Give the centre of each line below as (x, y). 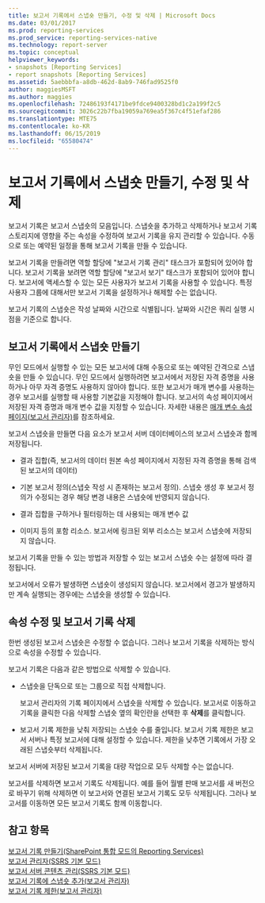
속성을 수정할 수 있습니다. (62, 652)
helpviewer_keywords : (44, 60)
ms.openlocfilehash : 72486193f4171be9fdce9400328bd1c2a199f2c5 (115, 104)
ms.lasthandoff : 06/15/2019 (55, 133)
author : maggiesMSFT (42, 89)
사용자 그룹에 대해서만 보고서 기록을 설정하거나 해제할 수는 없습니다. (113, 292)
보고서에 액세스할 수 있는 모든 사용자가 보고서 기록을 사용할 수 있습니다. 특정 (136, 282)
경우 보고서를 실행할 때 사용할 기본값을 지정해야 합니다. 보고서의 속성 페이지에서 (131, 397)
